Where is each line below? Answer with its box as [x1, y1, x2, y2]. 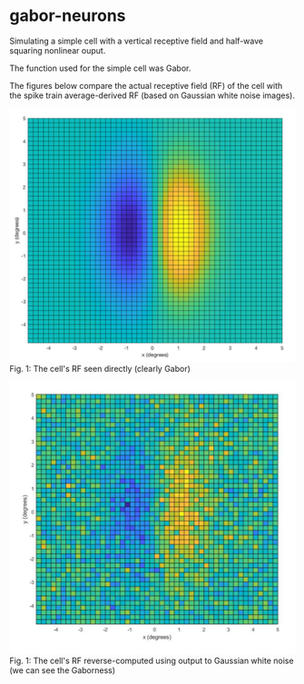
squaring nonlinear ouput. [9, 44, 106, 55]
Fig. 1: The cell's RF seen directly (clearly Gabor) [9, 363, 191, 374]
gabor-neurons [9, 5, 126, 26]
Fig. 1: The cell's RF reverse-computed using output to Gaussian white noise [9, 655, 294, 667]
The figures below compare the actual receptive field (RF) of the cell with [9, 80, 283, 91]
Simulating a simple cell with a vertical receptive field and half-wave [9, 35, 264, 46]
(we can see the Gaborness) [9, 665, 116, 676]
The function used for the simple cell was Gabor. [9, 63, 191, 73]
